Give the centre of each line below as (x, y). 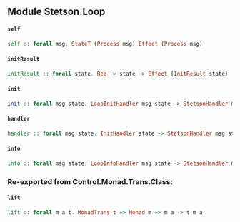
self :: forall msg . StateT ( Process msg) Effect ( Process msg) (105, 44)
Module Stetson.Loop (56, 12)
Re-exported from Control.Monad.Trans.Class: (90, 181)
